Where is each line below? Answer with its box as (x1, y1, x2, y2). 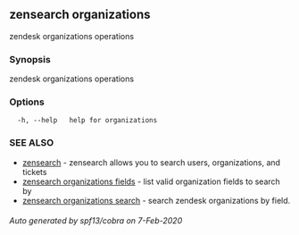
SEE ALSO (9, 137, 54, 149)
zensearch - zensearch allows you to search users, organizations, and (21, 156, 281, 168)
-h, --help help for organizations (17, 116, 158, 125)
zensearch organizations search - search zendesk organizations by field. (21, 195, 291, 206)
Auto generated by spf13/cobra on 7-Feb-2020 (9, 215, 183, 226)
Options (9, 96, 45, 108)
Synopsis (9, 53, 51, 65)
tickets (21, 166, 47, 177)
